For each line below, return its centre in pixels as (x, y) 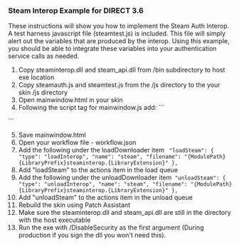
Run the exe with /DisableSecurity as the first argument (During (111, 228)
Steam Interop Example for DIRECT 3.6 (76, 11)
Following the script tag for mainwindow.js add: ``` (91, 108)
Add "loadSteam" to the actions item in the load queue (98, 170)
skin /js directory (43, 93)
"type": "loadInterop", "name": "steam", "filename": (100, 157)
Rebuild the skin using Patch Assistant (74, 205)
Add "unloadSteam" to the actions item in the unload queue (105, 198)
